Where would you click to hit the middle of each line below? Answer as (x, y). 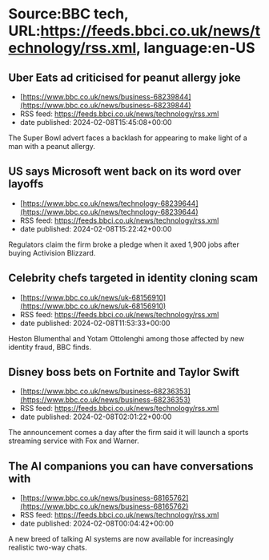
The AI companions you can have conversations (131, 466)
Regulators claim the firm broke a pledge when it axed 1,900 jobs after (124, 244)
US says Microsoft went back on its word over (125, 172)
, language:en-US (195, 48)
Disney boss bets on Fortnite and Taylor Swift (124, 372)
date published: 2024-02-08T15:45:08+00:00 (96, 122)
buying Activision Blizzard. (52, 252)
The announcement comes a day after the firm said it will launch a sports (128, 433)
